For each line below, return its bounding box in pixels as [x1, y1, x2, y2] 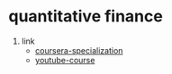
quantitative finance [8, 6, 163, 27]
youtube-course [34, 54, 95, 65]
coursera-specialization [34, 45, 123, 55]
